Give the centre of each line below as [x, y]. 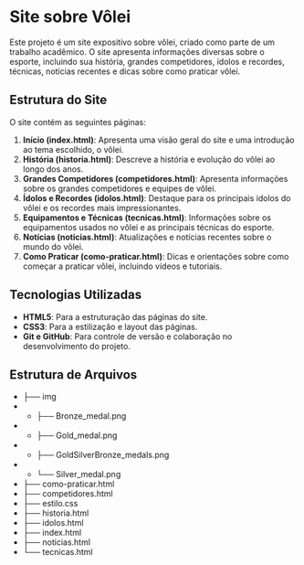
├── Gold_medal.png [77, 435]
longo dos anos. [53, 169]
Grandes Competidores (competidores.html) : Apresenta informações [155, 178]
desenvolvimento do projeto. [76, 346]
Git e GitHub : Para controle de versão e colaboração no [127, 336]
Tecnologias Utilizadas [76, 295]
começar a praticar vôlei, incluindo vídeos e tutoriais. [122, 266]
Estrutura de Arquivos [73, 374]
